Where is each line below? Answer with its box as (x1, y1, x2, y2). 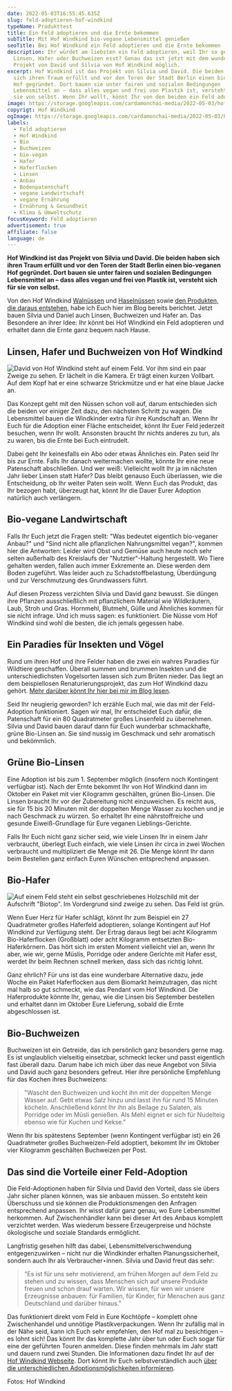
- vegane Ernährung (13, 196, 70, 204)
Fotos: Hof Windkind (7, 1377, 66, 1385)
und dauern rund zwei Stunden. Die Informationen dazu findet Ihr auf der (7, 1349, 215, 1357)
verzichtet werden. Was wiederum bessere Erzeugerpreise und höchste (7, 1220, 212, 1229)
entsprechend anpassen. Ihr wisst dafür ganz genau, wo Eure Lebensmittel (7, 1206, 221, 1214)
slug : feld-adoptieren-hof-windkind (7, 17, 113, 23)
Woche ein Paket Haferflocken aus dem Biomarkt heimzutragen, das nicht (7, 978, 217, 986)
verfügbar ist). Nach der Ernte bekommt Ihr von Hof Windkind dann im (7, 782, 207, 791)
